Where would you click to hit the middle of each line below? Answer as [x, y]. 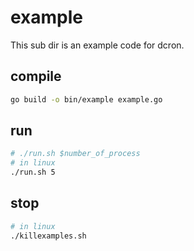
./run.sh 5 [33, 172]
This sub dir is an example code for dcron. [97, 45]
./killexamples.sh [48, 236]
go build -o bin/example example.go [86, 99]
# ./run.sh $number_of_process [75, 154]
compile [36, 76]
